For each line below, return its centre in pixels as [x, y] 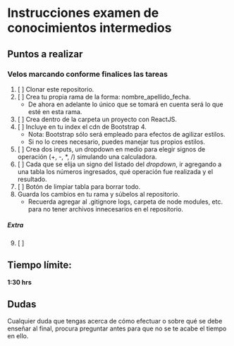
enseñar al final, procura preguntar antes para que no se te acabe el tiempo [117, 328]
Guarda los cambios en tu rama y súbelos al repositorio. [98, 194]
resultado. [32, 179]
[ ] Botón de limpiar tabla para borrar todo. [79, 186]
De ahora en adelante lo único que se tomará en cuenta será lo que [125, 104]
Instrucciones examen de [83, 13]
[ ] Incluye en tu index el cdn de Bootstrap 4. [82, 126]
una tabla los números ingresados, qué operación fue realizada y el [115, 171]
